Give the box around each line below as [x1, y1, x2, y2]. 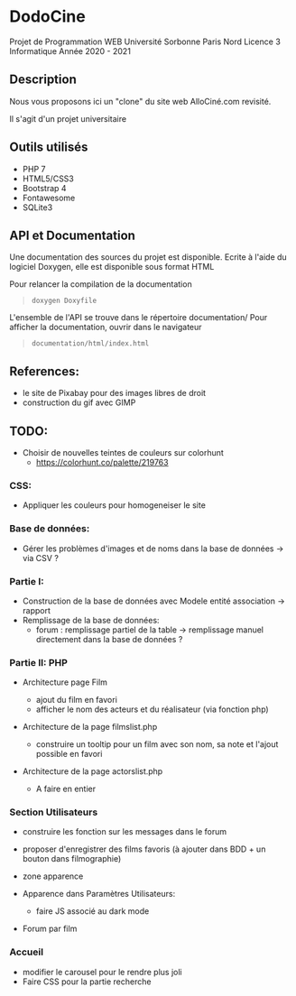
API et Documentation [9, 227, 135, 243]
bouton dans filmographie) [22, 853, 122, 864]
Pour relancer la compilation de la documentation [9, 279, 192, 290]
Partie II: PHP [9, 656, 68, 669]
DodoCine [9, 6, 86, 27]
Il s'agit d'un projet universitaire [9, 113, 127, 124]
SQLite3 [22, 201, 53, 213]
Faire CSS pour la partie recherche [22, 976, 152, 987]
